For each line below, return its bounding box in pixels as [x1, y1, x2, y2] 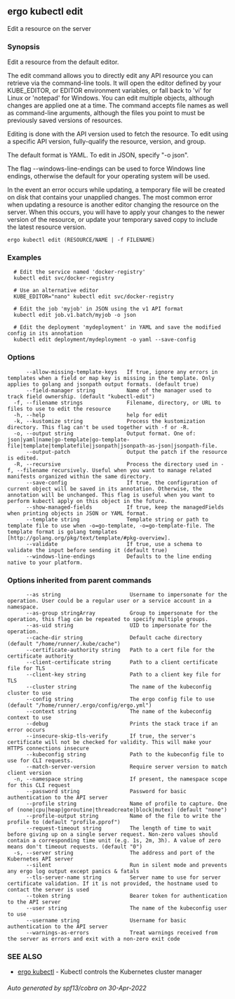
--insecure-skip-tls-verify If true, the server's [25, 733, 196, 740]
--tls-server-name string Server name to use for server [25, 874, 221, 881]
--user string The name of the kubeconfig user [25, 905, 228, 912]
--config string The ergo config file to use [25, 696, 215, 703]
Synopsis [7, 41, 40, 51]
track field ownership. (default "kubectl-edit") [7, 393, 156, 400]
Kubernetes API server [7, 856, 74, 863]
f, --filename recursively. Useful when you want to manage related [7, 466, 212, 474]
